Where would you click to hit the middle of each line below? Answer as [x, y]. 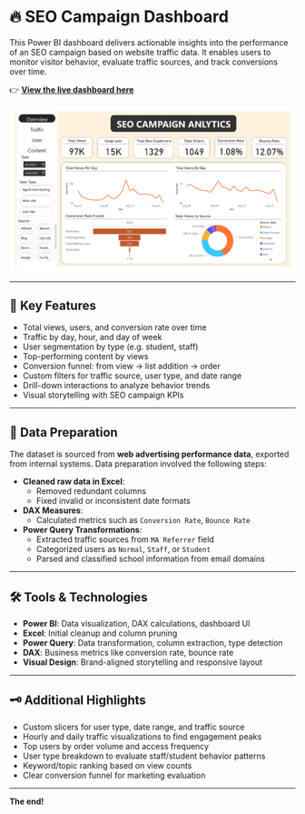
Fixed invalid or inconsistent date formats [113, 501]
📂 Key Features [53, 305]
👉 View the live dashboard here [72, 89]
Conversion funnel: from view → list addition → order [121, 367]
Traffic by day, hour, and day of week [92, 337]
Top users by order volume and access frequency [116, 746]
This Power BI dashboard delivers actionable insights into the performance [149, 42]
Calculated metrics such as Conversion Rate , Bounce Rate [143, 520]
